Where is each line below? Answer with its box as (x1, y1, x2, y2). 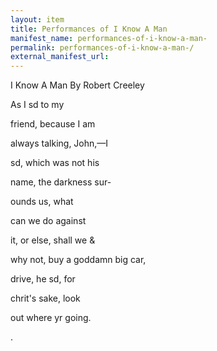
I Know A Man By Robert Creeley (10, 79, 145, 91)
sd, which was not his (10, 157, 100, 169)
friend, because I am (10, 118, 96, 130)
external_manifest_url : (10, 52, 110, 62)
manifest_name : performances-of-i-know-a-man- (10, 33, 208, 43)
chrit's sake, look (10, 292, 81, 305)
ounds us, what (10, 196, 74, 208)
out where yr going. (10, 312, 92, 324)
